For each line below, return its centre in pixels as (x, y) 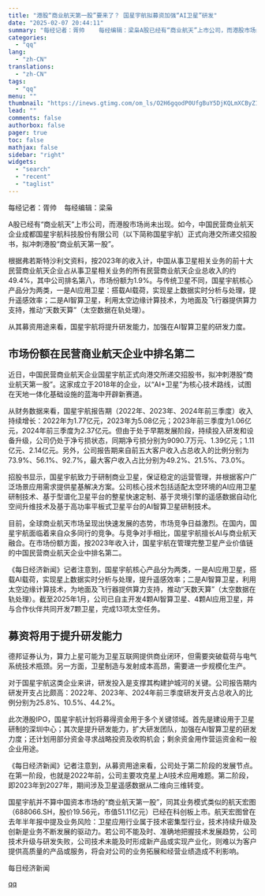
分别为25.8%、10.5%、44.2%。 (67, 703)
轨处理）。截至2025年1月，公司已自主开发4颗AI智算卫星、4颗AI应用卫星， (127, 599)
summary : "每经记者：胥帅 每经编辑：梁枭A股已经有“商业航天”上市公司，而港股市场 (132, 30)
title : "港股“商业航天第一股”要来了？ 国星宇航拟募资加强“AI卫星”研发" (113, 15)
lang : (17, 52)
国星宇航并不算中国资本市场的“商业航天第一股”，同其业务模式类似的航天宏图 (132, 802)
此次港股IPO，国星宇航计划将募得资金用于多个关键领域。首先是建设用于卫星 (131, 719)
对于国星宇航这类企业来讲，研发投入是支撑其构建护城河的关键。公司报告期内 (132, 683)
